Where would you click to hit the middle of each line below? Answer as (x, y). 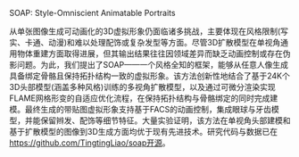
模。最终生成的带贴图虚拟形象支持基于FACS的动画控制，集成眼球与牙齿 (141, 109)
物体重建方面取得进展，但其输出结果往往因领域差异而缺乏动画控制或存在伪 (154, 54)
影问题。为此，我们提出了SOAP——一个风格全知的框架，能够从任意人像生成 (149, 65)
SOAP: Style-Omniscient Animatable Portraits (92, 13)
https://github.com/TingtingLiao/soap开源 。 (90, 143)
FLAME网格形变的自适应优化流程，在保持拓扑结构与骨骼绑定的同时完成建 (144, 98)
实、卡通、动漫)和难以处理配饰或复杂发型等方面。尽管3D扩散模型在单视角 (145, 42)
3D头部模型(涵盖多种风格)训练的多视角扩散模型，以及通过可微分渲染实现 (142, 87)
